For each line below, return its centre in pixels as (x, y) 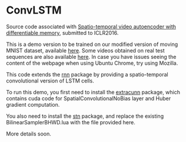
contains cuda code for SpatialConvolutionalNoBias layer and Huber (89, 98)
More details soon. (29, 134)
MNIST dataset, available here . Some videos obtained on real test (85, 50)
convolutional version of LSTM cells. (50, 81)
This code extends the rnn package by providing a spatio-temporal (87, 74)
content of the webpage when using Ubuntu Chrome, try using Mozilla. (92, 63)
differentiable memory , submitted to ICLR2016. (62, 32)
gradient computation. (33, 104)
